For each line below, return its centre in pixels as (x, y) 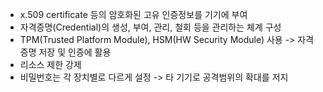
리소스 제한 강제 (50, 64)
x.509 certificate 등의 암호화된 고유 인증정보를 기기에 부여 (133, 14)
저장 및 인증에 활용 (75, 52)
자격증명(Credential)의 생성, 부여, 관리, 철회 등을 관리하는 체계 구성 (150, 27)
